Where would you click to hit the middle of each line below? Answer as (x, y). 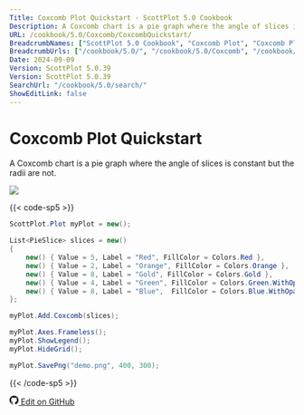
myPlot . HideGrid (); (46, 349)
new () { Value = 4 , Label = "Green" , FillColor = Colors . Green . (149, 283)
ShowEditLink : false (48, 93)
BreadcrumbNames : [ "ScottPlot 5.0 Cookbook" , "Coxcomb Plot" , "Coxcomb (147, 43)
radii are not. (33, 173)
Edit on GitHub (47, 401)
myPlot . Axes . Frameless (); (58, 333)
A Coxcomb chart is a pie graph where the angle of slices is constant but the (152, 163)
